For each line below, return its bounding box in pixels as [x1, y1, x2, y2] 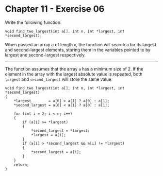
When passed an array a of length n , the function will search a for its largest [5, 41, 157, 47]
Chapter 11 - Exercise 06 [5, 3, 105, 15]
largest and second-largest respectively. [5, 52, 86, 58]
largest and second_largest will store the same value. [5, 76, 113, 82]
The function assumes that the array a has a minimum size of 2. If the [5, 66, 144, 71]
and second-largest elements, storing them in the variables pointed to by [5, 47, 151, 53]
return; [14, 162, 29, 167]
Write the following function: [5, 19, 62, 25]
